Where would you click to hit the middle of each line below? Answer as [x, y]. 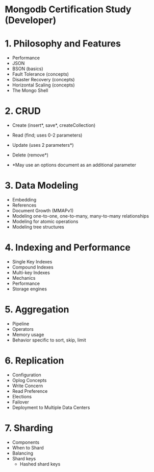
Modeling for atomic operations [45, 221]
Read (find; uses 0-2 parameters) [47, 135]
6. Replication [34, 361]
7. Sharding [29, 428]
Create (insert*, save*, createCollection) [54, 125]
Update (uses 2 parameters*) [43, 145]
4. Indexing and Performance [68, 248]
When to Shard [28, 447]
